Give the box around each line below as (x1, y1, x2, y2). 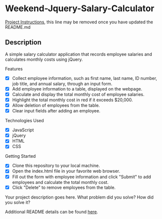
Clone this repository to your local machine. (12, 163, 100, 168)
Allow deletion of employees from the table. (12, 103, 100, 108)
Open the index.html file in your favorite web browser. (12, 168, 121, 174)
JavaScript (12, 127, 34, 133)
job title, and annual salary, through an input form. (12, 81, 113, 87)
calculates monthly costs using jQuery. (5, 56, 83, 62)
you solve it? (5, 199, 31, 205)
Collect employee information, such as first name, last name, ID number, (12, 75, 158, 81)
